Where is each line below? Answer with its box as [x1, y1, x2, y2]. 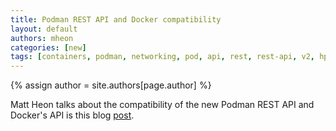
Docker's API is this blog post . [10, 109, 135, 121]
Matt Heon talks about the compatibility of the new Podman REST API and [10, 99, 315, 111]
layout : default [10, 24, 78, 34]
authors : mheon [10, 33, 74, 43]
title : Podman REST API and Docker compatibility [10, 14, 222, 25]
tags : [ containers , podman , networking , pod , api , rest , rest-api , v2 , [10, 52, 315, 62]
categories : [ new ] [10, 42, 87, 53]
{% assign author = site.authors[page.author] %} [10, 79, 212, 91]
